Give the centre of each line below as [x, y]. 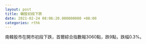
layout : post [18, 9]
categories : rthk [23, 23]
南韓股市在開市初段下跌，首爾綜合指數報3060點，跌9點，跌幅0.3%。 [75, 37]
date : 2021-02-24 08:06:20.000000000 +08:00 [51, 18]
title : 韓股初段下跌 [24, 14]
